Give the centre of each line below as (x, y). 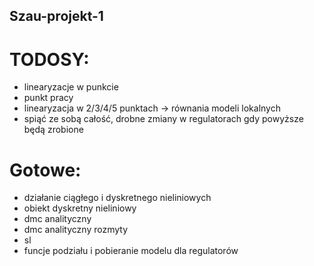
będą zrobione (53, 130)
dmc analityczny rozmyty (76, 230)
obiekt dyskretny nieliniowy (80, 208)
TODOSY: (49, 59)
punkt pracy (48, 98)
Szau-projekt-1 (56, 16)
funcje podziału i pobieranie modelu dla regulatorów (131, 251)
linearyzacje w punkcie (71, 87)
